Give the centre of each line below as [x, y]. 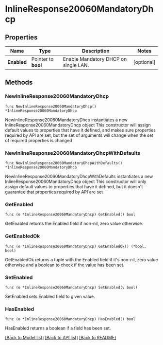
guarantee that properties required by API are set [54, 192]
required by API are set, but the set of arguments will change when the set [79, 135]
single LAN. [76, 65]
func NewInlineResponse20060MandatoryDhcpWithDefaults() [64, 163]
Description [96, 51]
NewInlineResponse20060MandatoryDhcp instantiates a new [66, 120]
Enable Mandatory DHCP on [95, 59]
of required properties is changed [39, 140]
